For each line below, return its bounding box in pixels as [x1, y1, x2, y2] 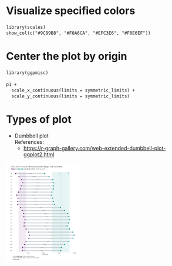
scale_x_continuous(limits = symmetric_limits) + [11, 87, 135, 93]
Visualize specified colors [6, 4, 136, 18]
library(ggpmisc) [6, 69, 49, 76]
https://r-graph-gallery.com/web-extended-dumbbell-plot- [23, 144, 166, 151]
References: [14, 138, 44, 145]
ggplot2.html [23, 151, 55, 158]
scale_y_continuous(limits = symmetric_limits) [11, 93, 130, 99]
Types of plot [6, 113, 72, 126]
